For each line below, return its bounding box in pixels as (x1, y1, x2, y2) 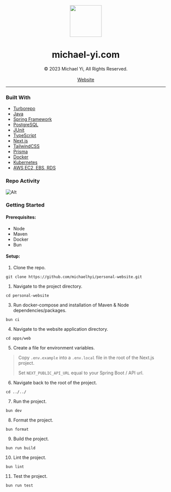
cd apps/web (6, 336, 31, 341)
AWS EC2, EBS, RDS (13, 165, 56, 171)
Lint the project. (13, 454, 47, 461)
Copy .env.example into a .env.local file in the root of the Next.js (18, 355, 154, 361)
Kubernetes (13, 159, 38, 165)
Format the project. (13, 417, 54, 423)
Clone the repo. (13, 264, 46, 270)
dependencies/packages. (13, 307, 66, 313)
